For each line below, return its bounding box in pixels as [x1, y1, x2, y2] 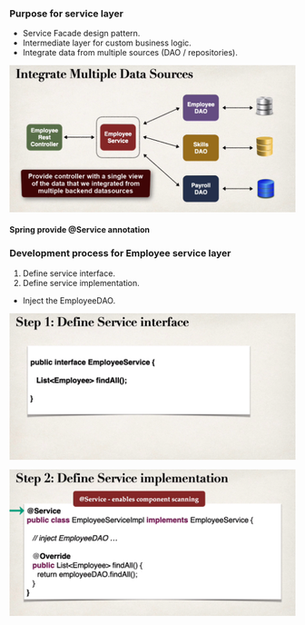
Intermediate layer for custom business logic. [22, 37, 192, 48]
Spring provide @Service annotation [9, 224, 151, 235]
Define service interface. [22, 267, 116, 279]
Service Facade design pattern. [22, 28, 141, 39]
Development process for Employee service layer [9, 247, 231, 260]
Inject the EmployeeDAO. [22, 294, 116, 306]
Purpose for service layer [9, 7, 124, 20]
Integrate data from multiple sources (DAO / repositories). [22, 47, 238, 58]
